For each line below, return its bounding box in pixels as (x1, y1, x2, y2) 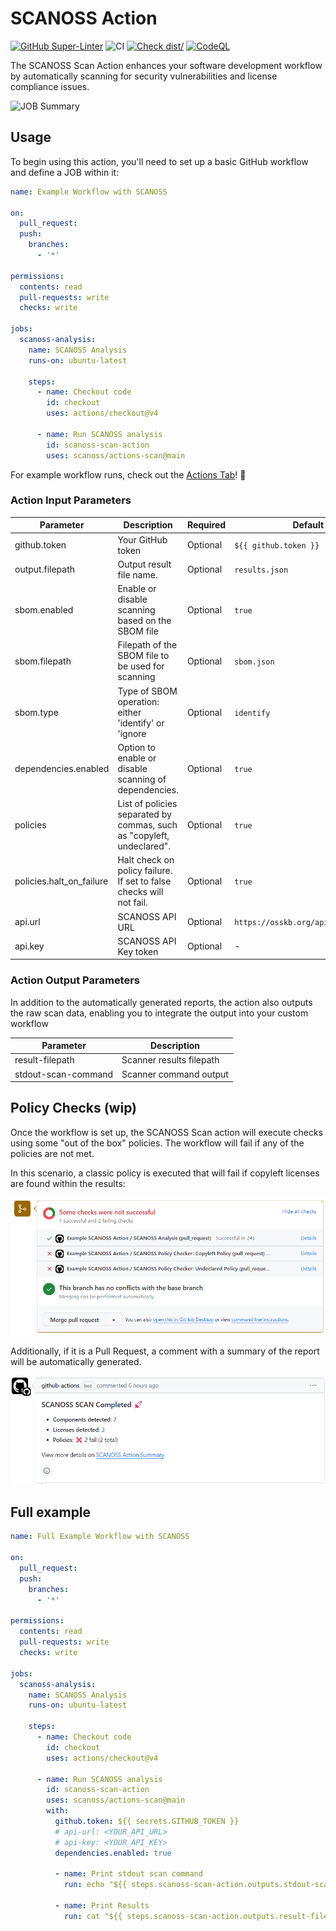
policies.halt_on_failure (14, 875, 109, 887)
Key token (117, 945, 159, 957)
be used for (117, 660, 165, 672)
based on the (117, 615, 172, 627)
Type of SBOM (117, 685, 178, 697)
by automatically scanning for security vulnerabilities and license (10, 70, 278, 82)
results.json (234, 565, 289, 576)
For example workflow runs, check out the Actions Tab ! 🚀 (10, 468, 247, 481)
